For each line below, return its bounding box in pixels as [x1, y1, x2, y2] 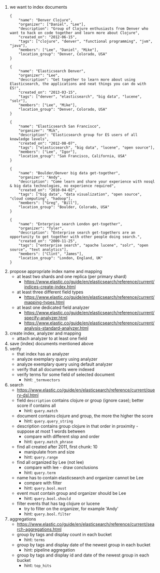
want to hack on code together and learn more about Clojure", [9, 31, 140, 35]
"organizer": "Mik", [18, 128, 60, 133]
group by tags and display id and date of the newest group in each [16, 552, 149, 558]
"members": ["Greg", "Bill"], [18, 201, 79, 205]
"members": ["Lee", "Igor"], [18, 150, 77, 154]
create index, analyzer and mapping [9, 330, 81, 336]
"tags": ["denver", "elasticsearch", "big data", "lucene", [18, 94, 142, 99]
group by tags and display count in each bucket [16, 532, 112, 537]
